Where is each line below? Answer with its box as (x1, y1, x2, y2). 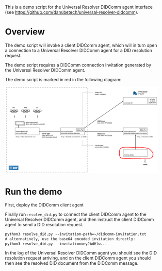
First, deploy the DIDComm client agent (5, 202, 84, 208)
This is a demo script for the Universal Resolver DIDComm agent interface (5, 4, 153, 10)
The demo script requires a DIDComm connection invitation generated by (5, 62, 151, 68)
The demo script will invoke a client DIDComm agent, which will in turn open (5, 42, 157, 48)
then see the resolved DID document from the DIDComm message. (5, 260, 139, 266)
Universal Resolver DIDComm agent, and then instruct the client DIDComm (5, 217, 154, 222)
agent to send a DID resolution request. (5, 222, 83, 228)
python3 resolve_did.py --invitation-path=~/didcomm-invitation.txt (5, 232, 146, 237)
